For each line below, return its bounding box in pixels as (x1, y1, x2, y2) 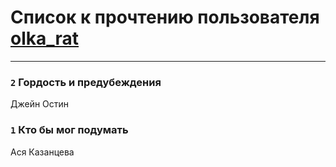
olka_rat (10, 27, 80, 50)
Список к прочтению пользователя (10, 6, 320, 29)
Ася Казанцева (10, 146, 75, 158)
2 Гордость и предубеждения (10, 75, 162, 89)
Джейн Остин (10, 98, 70, 110)
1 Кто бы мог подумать (10, 123, 129, 137)
